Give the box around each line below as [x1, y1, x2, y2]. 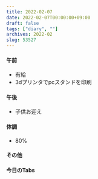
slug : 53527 [6, 37, 36, 43]
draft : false [6, 20, 39, 26]
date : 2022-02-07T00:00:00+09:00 [6, 15, 91, 21]
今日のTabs [6, 166, 35, 174]
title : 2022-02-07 [6, 8, 53, 15]
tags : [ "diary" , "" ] [6, 25, 59, 32]
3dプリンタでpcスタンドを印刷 [15, 79, 92, 86]
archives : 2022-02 [6, 31, 53, 37]
